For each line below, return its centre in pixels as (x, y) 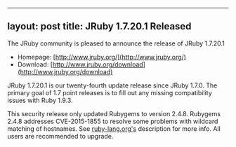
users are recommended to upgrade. (60, 136)
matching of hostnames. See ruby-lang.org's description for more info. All (114, 128)
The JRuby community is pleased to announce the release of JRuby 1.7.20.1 (116, 43)
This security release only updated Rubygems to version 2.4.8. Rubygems (114, 113)
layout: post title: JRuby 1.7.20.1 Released (99, 26)
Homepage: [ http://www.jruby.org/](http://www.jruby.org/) (101, 57)
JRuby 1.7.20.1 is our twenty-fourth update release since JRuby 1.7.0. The (112, 85)
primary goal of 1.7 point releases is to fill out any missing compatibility (110, 92)
